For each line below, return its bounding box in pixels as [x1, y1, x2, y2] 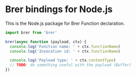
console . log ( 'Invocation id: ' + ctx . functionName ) [10, 49, 121, 54]
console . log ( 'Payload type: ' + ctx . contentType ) [10, 58, 116, 63]
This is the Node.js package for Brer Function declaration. [5, 20, 125, 26]
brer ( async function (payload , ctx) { [5, 39, 87, 44]
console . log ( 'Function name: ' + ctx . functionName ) [10, 44, 121, 49]
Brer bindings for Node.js [5, 4, 113, 15]
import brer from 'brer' [5, 30, 57, 35]
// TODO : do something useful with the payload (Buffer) [10, 62, 132, 68]
